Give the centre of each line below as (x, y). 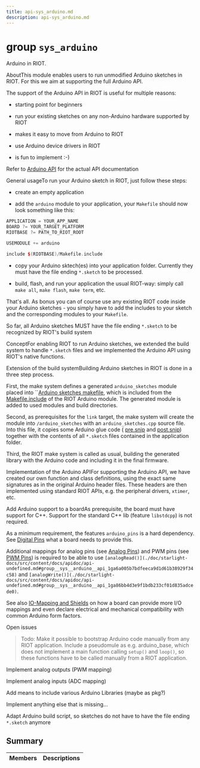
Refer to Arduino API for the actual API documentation (73, 169)
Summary (25, 741)
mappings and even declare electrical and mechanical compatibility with (95, 609)
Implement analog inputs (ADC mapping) (56, 681)
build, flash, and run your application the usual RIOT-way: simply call (99, 283)
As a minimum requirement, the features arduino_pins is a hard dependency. (100, 533)
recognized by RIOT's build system (49, 332)
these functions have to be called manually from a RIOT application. (104, 658)
